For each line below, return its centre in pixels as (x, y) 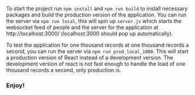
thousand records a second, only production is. (64, 70)
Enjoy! (15, 85)
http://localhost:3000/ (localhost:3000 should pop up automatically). (90, 34)
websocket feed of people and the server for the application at (82, 27)
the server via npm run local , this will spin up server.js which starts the (94, 21)
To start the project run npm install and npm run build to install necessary (97, 9)
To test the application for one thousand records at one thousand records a (97, 45)
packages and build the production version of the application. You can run (96, 15)
